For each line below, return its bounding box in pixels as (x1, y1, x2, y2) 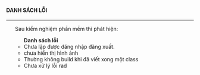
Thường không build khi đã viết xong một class (23, 56, 139, 63)
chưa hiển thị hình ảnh (23, 49, 79, 57)
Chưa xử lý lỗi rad (23, 62, 67, 70)
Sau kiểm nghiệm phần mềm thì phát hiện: (14, 26, 118, 33)
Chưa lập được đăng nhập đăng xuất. (23, 43, 115, 51)
